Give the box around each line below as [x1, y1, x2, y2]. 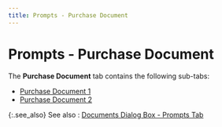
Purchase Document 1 [19, 86, 91, 96]
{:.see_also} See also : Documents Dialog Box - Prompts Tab [8, 110, 204, 119]
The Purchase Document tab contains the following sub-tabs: [8, 71, 210, 81]
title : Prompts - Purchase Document [8, 11, 128, 20]
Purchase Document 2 [19, 95, 93, 104]
